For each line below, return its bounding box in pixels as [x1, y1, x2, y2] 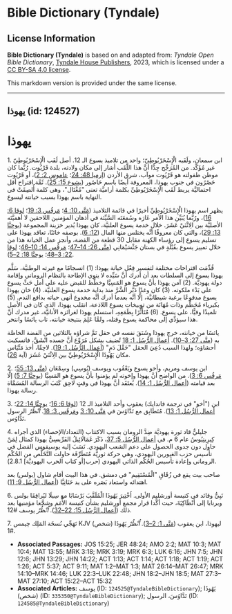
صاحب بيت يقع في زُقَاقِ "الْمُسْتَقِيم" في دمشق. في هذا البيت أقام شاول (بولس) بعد [7, 471, 221, 479]
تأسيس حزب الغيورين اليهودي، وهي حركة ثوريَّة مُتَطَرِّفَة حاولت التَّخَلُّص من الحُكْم [7, 450, 213, 458]
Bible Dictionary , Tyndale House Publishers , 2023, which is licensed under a [7, 58, 224, 66]
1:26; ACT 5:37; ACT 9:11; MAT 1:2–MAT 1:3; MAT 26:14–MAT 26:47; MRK [17, 562, 224, 570]
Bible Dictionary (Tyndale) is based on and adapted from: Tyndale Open [7, 51, 214, 59]
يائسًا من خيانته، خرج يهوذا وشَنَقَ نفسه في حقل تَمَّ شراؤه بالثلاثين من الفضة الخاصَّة [7, 329, 220, 337]
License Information [7, 33, 95, 44]
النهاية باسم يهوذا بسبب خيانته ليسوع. [7, 192, 102, 201]
